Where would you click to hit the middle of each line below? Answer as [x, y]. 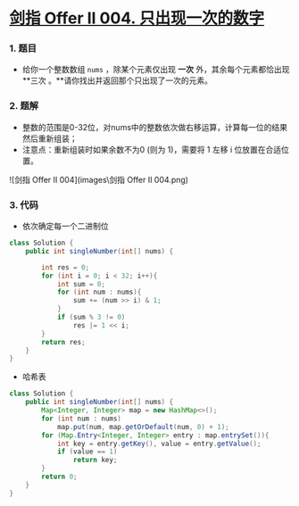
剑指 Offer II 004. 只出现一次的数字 [137, 18]
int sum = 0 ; [81, 284]
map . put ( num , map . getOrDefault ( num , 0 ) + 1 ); [143, 427]
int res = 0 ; [66, 267]
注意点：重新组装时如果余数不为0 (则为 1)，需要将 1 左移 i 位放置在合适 [152, 149]
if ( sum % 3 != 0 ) [91, 318]
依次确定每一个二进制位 [65, 226]
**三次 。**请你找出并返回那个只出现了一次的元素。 [117, 80]
